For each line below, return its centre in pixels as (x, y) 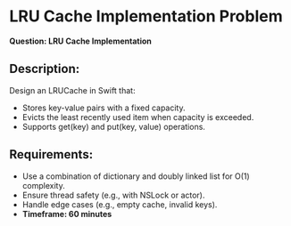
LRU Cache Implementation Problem (146, 16)
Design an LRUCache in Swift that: (72, 90)
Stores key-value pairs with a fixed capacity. (104, 108)
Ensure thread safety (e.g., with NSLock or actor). (113, 195)
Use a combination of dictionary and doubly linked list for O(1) (136, 176)
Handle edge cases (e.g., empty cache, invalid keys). (120, 204)
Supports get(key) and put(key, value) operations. (113, 126)
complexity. (43, 185)
